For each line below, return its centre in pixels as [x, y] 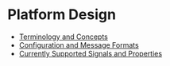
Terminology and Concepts [63, 37]
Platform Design [62, 15]
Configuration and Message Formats [79, 45]
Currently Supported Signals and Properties [91, 53]
